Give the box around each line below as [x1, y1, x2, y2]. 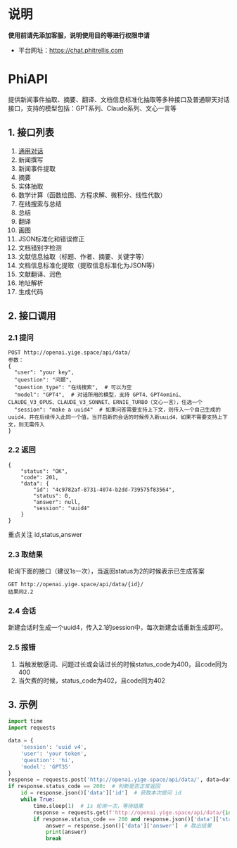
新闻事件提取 [18, 164, 56, 172]
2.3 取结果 [8, 550, 43, 559]
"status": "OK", [20, 467, 69, 475]
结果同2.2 [8, 588, 34, 595]
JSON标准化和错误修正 [18, 234, 85, 243]
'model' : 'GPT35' [20, 763, 72, 771]
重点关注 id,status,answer [8, 530, 83, 538]
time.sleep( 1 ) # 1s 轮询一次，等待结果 [33, 802, 143, 809]
